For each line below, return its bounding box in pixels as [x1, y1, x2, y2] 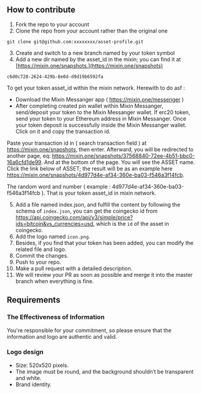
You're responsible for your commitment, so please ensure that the [7, 327, 172, 334]
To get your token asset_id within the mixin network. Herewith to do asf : [7, 84, 185, 91]
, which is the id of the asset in [93, 220, 169, 227]
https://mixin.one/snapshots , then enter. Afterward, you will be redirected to [7, 145, 194, 153]
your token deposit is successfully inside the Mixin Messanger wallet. [15, 121, 187, 129]
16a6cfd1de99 [7, 159, 41, 166]
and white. [15, 374, 42, 381]
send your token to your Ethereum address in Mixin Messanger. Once [15, 115, 187, 122]
